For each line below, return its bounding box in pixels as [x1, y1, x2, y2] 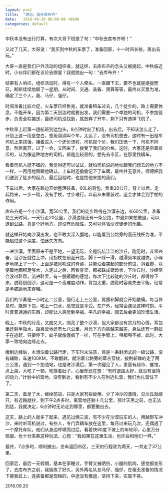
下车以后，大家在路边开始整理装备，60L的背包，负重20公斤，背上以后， [5, 185, 154, 191]
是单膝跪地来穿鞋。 [5, 286, 45, 292]
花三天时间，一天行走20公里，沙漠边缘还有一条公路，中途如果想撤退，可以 [5, 215, 160, 221]
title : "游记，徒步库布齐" [5, 12, 57, 17]
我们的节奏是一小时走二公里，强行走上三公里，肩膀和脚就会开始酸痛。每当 [5, 296, 158, 303]
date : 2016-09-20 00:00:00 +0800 [5, 17, 79, 22]
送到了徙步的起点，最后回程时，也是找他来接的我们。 [9, 175, 119, 181]
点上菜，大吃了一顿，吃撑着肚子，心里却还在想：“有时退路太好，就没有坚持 [5, 368, 161, 374]
